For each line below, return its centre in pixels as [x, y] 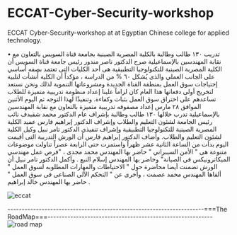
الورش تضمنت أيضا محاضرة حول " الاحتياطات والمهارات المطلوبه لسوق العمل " [112, 166]
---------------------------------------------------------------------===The [117, 209]
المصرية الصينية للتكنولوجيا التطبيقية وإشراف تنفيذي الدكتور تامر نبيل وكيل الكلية [112, 129]
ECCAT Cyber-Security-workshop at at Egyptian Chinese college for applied [118, 33]
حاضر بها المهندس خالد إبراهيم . [49, 181]
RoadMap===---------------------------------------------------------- [110, 217]
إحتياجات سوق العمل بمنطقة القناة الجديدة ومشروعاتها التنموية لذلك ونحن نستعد [112, 84]
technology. [25, 40]
